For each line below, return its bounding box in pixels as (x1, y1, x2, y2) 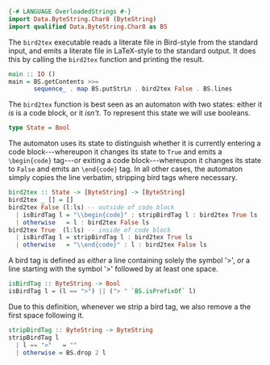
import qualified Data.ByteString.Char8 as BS (8, 23, 168, 31)
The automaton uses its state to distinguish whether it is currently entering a (8, 138, 261, 149)
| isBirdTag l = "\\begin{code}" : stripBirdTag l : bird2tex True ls (15, 211, 258, 219)
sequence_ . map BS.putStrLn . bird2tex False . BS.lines (33, 85, 232, 93)
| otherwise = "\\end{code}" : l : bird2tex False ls (15, 241, 207, 250)
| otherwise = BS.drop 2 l (15, 348, 106, 357)
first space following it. (8, 310, 85, 320)
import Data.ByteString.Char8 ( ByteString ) (8, 15, 157, 23)
